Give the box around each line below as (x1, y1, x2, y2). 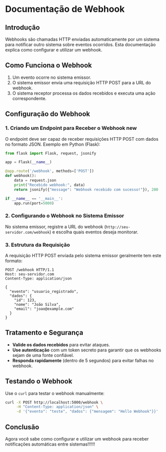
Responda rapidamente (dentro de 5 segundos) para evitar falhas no (12, 357, 154, 363)
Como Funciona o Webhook (5, 61, 92, 70)
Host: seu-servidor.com (5, 272, 55, 277)
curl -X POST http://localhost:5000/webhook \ (5, 400, 103, 405)
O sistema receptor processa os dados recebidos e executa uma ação (12, 90, 156, 96)
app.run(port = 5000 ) (14, 201, 55, 206)
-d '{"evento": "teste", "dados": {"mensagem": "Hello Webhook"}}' (16, 409, 159, 414)
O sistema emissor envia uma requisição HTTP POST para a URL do (12, 79, 151, 85)
